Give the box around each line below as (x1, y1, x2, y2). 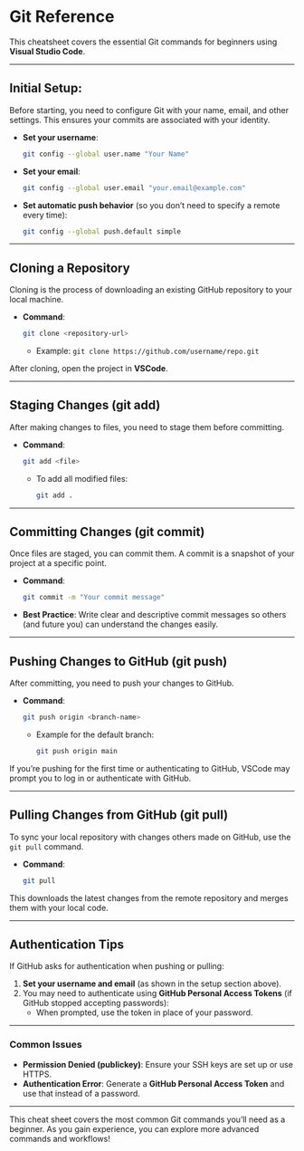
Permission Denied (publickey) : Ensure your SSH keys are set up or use (22, 1059, 294, 1069)
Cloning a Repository (9, 260, 130, 275)
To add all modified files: (35, 473, 128, 484)
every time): (22, 209, 68, 220)
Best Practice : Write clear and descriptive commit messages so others (22, 609, 287, 620)
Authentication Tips (9, 936, 125, 952)
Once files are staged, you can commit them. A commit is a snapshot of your (9, 548, 295, 559)
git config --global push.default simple (22, 226, 182, 236)
